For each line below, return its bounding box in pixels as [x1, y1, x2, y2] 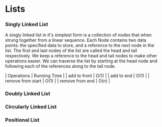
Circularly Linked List [5, 103, 57, 110]
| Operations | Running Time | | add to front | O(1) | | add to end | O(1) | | [5, 73, 150, 79]
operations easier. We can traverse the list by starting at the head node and [5, 58, 158, 64]
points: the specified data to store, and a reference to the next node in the [5, 43, 155, 49]
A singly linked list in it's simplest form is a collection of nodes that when [5, 32, 152, 38]
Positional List [5, 117, 40, 124]
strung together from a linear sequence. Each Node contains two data [5, 37, 146, 43]
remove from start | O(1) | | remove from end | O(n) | [5, 78, 110, 84]
